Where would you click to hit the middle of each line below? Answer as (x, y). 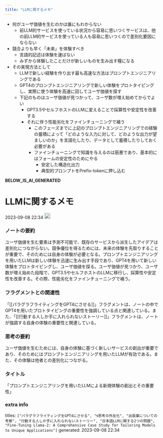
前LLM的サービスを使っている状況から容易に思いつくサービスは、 (85, 30)
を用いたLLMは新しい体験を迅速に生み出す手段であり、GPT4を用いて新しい (81, 261)
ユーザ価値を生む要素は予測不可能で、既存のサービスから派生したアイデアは (81, 242)
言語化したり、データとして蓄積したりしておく (110, 140)
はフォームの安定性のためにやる (66, 158)
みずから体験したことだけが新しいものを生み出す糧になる (77, 61)
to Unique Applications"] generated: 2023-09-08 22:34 (63, 430)
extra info (17, 405)
